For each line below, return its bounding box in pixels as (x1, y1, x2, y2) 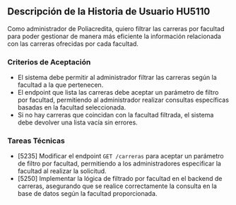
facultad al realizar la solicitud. (17, 167, 107, 175)
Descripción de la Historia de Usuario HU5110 (7, 6, 211, 18)
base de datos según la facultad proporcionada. (17, 189, 158, 198)
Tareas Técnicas (7, 136, 65, 146)
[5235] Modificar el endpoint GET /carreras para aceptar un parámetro (17, 152, 224, 160)
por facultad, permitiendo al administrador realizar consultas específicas (17, 95, 230, 105)
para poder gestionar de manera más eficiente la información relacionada (7, 32, 221, 40)
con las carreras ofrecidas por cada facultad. (7, 39, 139, 48)
